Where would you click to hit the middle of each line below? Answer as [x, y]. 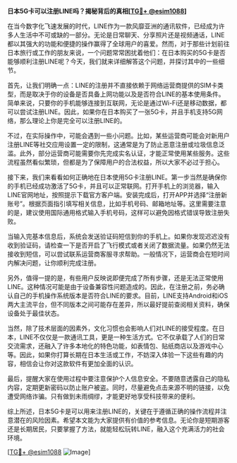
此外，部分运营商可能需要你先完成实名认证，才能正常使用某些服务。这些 [124, 153]
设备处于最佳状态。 [35, 313]
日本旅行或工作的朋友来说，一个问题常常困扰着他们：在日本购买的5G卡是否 [116, 53]
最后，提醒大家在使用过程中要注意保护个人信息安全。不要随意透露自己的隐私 [119, 379]
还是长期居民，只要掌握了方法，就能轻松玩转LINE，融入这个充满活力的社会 [116, 429]
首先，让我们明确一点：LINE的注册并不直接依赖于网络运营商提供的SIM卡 [113, 85]
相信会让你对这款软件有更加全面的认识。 [78, 364]
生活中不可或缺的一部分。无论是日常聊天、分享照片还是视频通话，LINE [122, 35]
